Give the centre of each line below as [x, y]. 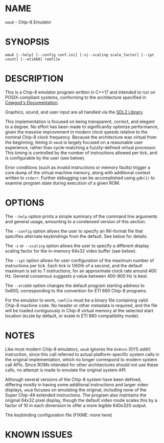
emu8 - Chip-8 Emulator [28, 22]
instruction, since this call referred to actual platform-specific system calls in [82, 354]
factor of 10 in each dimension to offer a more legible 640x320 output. [76, 405]
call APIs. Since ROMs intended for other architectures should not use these [82, 365]
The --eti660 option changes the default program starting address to [75, 285]
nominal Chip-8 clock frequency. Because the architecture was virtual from [81, 137]
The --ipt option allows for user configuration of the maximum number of [80, 260]
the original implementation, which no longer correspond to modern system [81, 359]
